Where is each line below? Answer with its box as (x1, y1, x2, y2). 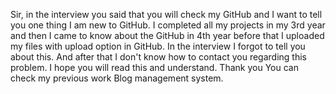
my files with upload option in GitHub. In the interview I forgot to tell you (10, 40, 306, 52)
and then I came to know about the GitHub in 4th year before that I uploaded (10, 30, 325, 41)
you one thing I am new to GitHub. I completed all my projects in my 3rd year (10, 19, 326, 31)
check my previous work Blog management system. (10, 72, 224, 84)
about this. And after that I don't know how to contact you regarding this (10, 51, 307, 63)
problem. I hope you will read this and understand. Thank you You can (10, 62, 299, 73)
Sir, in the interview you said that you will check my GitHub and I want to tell (10, 9, 323, 20)
